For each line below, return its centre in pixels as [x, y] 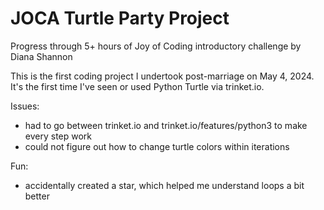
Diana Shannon [41, 56]
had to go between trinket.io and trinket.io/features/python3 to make [166, 125]
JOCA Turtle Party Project [120, 18]
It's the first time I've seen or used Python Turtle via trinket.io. [137, 86]
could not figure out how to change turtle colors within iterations [157, 146]
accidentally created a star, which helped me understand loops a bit [164, 185]
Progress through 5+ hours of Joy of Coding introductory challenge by [156, 46]
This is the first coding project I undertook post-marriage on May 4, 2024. [162, 76]
